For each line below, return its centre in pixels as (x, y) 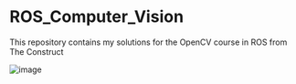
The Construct (37, 51)
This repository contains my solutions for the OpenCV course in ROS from (148, 42)
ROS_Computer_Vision (97, 17)
